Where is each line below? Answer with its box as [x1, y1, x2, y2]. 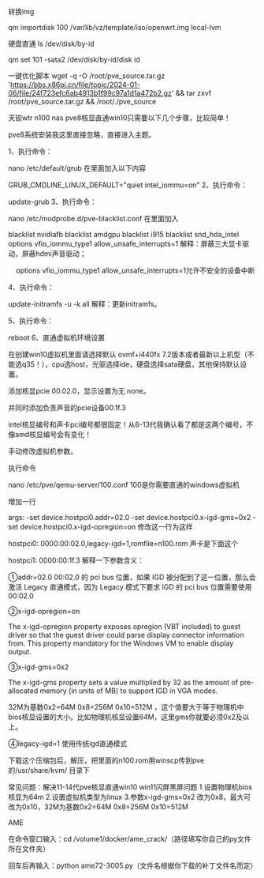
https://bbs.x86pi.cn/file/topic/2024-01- [10, 80, 140, 89]
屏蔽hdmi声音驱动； [21, 249, 87, 258]
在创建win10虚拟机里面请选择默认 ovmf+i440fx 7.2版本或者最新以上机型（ [8, 350, 248, 359]
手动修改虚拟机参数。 [8, 447, 77, 456]
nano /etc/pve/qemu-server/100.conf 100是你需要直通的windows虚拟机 [8, 480, 240, 489]
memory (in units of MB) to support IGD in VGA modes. [39, 686, 218, 695]
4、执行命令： [8, 283, 55, 292]
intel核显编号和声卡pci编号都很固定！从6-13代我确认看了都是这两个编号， [8, 420, 247, 429]
